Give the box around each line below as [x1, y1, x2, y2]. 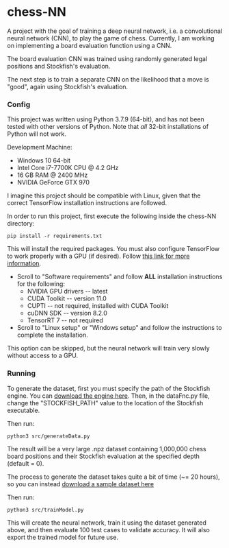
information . [7, 259, 42, 267]
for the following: [16, 280, 65, 288]
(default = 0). [7, 459, 44, 467]
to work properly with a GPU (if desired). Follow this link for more [7, 252, 190, 261]
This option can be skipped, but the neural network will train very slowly [7, 344, 210, 353]
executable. [7, 406, 40, 414]
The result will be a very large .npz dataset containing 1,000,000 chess [7, 444, 206, 453]
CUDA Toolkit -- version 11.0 [27, 294, 107, 302]
